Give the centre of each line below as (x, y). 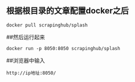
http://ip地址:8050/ (31, 73)
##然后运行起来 (26, 37)
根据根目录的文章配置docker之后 (67, 11)
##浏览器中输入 (26, 60)
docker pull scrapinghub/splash (47, 25)
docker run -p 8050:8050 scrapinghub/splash (63, 48)
